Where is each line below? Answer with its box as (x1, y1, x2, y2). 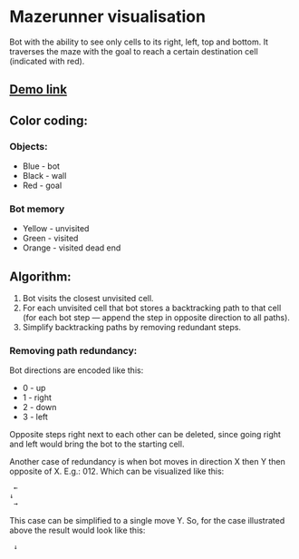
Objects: (9, 140, 48, 152)
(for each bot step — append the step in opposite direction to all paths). (22, 312, 290, 323)
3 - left (22, 411, 48, 423)
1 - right (22, 392, 53, 403)
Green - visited (22, 233, 79, 244)
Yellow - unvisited (22, 223, 90, 234)
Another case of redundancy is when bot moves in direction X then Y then (9, 456, 285, 467)
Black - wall (22, 171, 67, 181)
